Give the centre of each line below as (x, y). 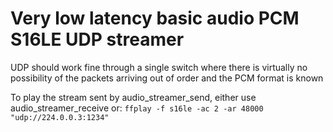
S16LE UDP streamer (97, 39)
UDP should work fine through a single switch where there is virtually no (159, 67)
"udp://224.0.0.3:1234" (60, 117)
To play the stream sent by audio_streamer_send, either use (133, 97)
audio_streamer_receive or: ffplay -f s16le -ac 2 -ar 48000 (137, 108)
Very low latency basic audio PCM (155, 18)
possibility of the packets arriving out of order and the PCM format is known (167, 78)
